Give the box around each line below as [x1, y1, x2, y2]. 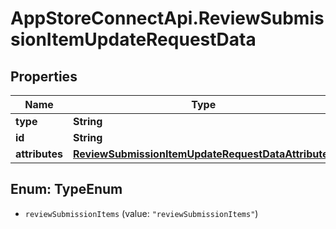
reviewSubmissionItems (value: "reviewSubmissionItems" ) [24, 207, 259, 219]
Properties [10, 68, 78, 85]
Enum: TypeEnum [10, 181, 123, 198]
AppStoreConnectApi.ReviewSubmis [10, 7, 325, 30]
